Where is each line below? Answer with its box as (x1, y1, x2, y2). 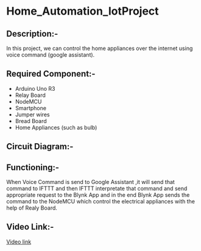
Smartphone (15, 104, 47, 111)
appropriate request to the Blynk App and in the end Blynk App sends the (6, 191, 190, 199)
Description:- (6, 29, 58, 39)
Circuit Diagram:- (6, 141, 74, 152)
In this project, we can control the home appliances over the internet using (6, 44, 193, 52)
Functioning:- (6, 162, 60, 172)
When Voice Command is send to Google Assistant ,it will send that (6, 179, 175, 186)
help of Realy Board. (6, 204, 58, 211)
